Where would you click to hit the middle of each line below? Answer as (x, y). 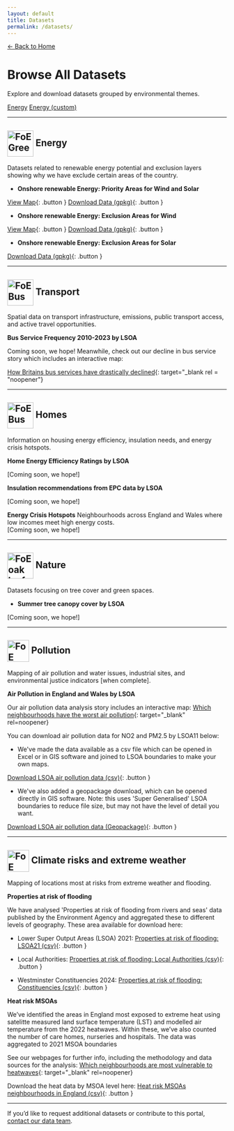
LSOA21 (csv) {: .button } (52, 946)
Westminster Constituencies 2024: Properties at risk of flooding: (110, 980)
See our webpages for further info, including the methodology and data (110, 1058)
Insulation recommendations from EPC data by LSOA (85, 488)
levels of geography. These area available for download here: (95, 925)
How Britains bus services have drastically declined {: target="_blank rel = (113, 372)
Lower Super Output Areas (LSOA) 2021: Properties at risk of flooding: (118, 939)
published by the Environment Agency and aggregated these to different (111, 918)
